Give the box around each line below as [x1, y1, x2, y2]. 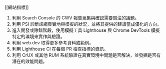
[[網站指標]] [4, 4, 29, 10]
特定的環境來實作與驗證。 [11, 34, 65, 39]
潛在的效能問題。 [11, 59, 47, 64]
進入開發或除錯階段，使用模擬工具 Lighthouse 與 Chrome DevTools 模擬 [11, 27, 160, 33]
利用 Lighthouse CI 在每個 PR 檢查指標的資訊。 [11, 46, 108, 52]
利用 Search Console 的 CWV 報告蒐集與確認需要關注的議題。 [11, 15, 139, 21]
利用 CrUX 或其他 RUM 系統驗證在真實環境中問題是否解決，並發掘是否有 [11, 52, 161, 58]
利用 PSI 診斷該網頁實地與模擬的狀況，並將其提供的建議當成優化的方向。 [11, 21, 162, 27]
